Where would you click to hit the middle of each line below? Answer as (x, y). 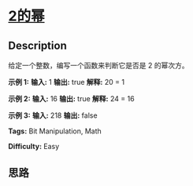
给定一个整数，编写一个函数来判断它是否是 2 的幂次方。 (98, 65)
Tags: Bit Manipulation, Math (55, 131)
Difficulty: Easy (34, 146)
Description (37, 45)
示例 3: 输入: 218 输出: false (53, 115)
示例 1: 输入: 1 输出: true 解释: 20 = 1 (66, 82)
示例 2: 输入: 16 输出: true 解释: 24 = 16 (72, 98)
